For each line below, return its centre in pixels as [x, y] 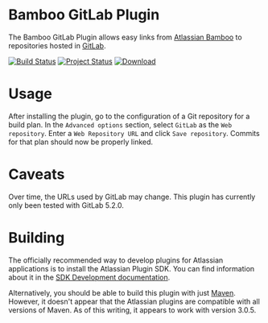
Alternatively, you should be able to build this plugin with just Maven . [122, 292]
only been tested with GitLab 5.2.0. [66, 205]
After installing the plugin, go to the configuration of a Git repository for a [129, 116]
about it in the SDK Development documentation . [89, 277]
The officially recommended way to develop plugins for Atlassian [116, 260]
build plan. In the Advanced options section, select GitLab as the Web [120, 124]
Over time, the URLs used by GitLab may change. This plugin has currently [132, 197]
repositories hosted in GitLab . [57, 45]
